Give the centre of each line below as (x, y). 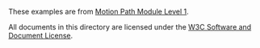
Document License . (41, 36)
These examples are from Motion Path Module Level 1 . (99, 12)
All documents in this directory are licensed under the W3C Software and (130, 27)
